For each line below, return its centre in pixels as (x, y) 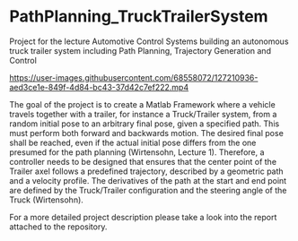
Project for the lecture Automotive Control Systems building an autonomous (149, 41)
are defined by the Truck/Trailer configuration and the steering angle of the (148, 190)
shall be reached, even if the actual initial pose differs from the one (133, 142)
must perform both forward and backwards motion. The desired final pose (147, 133)
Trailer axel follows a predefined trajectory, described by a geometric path (147, 171)
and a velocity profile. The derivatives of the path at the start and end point (148, 180)
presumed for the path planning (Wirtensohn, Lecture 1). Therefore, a (137, 152)
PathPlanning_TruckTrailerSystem (139, 17)
